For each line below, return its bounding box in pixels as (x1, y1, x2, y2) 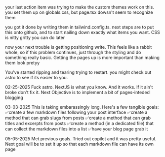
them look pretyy (5, 60, 40, 65)
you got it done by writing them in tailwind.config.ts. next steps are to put (5, 24, 154, 30)
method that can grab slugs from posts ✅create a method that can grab (5, 115, 151, 121)
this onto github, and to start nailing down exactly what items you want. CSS (5, 30, 160, 35)
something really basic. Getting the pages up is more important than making (5, 55, 160, 61)
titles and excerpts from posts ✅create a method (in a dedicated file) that (5, 121, 154, 126)
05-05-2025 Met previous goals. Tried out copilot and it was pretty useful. (5, 136, 157, 142)
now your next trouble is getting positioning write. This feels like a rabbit (5, 44, 152, 50)
